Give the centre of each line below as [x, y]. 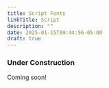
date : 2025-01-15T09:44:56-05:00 [55, 32]
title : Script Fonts [37, 13]
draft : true [24, 39]
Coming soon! [27, 77]
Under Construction [41, 63]
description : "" [30, 26]
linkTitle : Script [33, 20]
